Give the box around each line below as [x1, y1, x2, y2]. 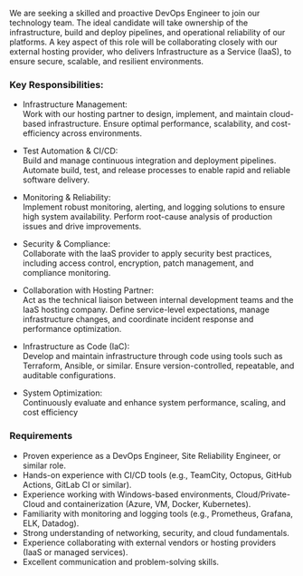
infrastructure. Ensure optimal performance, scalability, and [48, 118, 270, 130]
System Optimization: [22, 387, 103, 398]
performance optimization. [22, 324, 122, 335]
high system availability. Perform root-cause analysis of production [22, 211, 273, 222]
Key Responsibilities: [9, 78, 104, 91]
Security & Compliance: [22, 239, 111, 249]
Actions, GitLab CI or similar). [22, 479, 132, 490]
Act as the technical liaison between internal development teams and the [22, 295, 294, 306]
